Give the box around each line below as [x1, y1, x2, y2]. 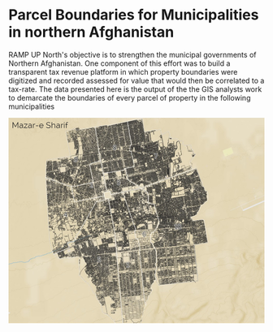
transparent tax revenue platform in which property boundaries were [8, 67, 238, 76]
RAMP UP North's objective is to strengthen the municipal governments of [8, 50, 257, 59]
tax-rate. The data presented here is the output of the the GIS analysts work [8, 84, 262, 94]
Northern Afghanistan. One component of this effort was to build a [8, 58, 231, 68]
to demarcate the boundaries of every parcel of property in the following [8, 93, 251, 102]
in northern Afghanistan [8, 23, 175, 41]
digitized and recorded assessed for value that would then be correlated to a [8, 75, 265, 85]
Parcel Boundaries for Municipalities [8, 6, 259, 24]
